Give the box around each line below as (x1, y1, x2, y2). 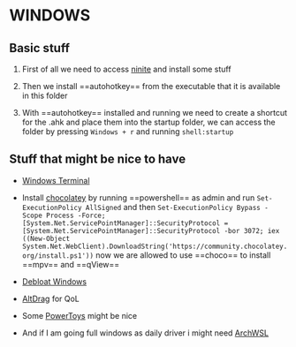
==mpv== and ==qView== (21, 259, 120, 269)
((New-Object (21, 234, 71, 243)
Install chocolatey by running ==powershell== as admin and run (21, 192, 255, 203)
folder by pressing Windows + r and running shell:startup (21, 126, 234, 137)
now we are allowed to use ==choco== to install (95, 249, 271, 260)
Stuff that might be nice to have (9, 152, 186, 167)
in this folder (21, 90, 68, 101)
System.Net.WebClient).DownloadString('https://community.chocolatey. (21, 242, 288, 251)
